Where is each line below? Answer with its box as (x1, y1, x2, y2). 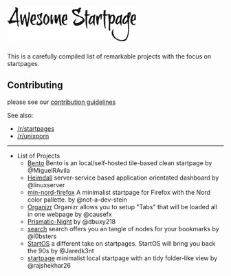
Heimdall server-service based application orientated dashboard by (27, 173, 219, 182)
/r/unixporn (16, 131, 49, 140)
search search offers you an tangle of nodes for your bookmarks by (27, 224, 219, 233)
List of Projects (16, 151, 60, 160)
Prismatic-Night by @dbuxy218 (27, 217, 116, 226)
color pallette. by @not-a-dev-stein (27, 195, 127, 204)
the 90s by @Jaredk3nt (27, 246, 94, 255)
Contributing (7, 79, 63, 92)
